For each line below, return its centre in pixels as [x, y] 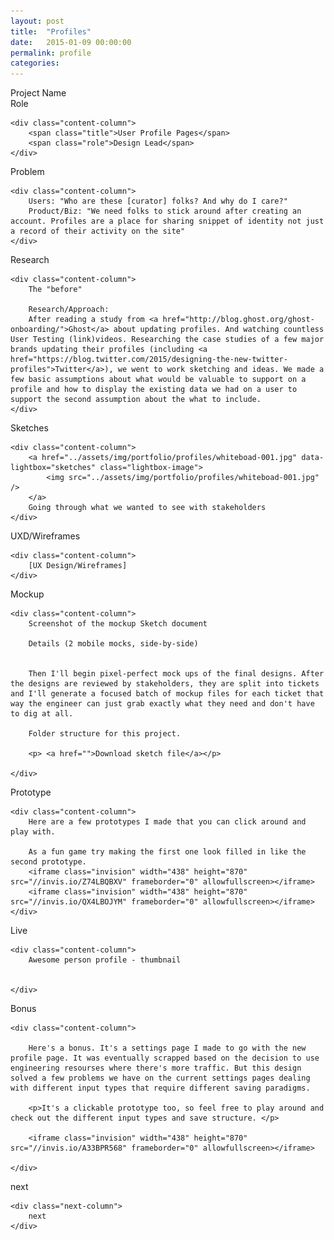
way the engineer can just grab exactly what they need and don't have [162, 704]
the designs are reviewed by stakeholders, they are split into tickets [165, 684]
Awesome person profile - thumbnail [105, 960]
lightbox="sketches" [53, 468]
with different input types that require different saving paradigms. [160, 1088]
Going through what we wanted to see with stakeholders [147, 508]
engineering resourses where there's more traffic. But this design [156, 1068]
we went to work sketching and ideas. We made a [221, 370]
